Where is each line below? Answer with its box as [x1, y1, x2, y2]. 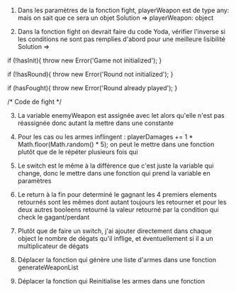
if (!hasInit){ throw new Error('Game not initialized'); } [7, 56, 162, 65]
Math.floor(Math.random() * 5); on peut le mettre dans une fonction [17, 140, 215, 148]
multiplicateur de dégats [17, 242, 89, 250]
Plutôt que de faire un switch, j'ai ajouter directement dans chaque [17, 227, 212, 235]
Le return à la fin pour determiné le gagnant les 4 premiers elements [17, 190, 218, 198]
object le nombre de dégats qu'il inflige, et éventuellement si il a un [17, 234, 214, 242]
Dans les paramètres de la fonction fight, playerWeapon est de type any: [17, 6, 230, 14]
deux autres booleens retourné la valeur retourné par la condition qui [17, 205, 219, 214]
